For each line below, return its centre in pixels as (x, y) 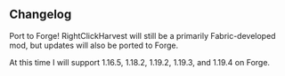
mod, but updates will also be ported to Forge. (94, 45)
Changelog (41, 15)
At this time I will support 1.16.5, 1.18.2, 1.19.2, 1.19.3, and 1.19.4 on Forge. (139, 62)
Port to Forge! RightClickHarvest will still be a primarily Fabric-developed (142, 35)
